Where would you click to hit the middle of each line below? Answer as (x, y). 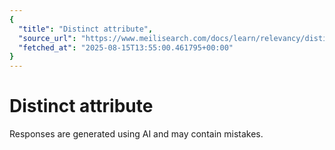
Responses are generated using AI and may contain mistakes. (136, 134)
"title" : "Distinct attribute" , (86, 29)
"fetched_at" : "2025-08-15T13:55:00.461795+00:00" (126, 47)
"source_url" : (47, 38)
